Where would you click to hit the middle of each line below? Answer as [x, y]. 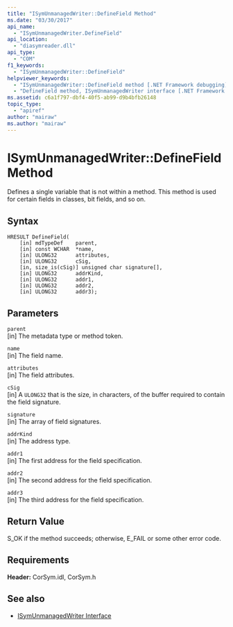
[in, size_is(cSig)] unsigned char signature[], [91, 268]
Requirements [38, 560]
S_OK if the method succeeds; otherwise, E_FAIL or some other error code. [114, 538]
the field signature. [34, 402]
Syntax [23, 221]
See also [26, 599]
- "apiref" [29, 111]
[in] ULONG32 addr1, [57, 280]
